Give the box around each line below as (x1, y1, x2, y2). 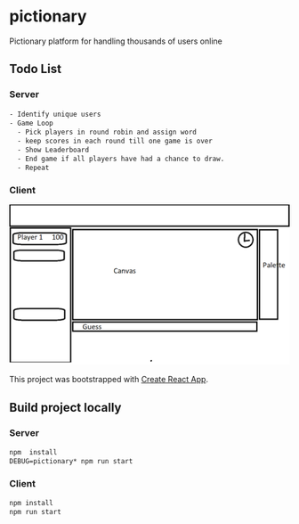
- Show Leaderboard (17, 145, 90, 154)
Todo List (9, 61, 62, 77)
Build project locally (9, 399, 122, 415)
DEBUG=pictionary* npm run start (9, 457, 133, 466)
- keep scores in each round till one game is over (17, 136, 214, 145)
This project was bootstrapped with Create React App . (9, 374, 209, 385)
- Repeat (17, 163, 50, 172)
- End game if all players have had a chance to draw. (17, 154, 225, 163)
